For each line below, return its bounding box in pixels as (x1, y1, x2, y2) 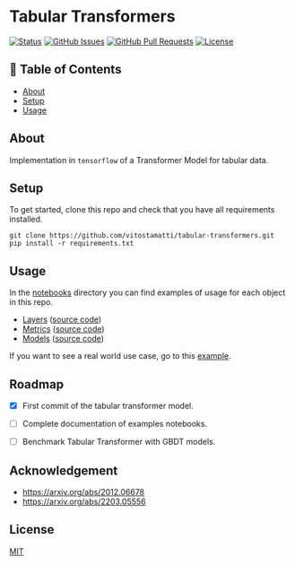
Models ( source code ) (22, 334, 105, 344)
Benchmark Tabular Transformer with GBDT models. (22, 437, 216, 448)
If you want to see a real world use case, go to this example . (9, 351, 231, 361)
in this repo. (9, 297, 54, 308)
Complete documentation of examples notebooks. (22, 419, 208, 430)
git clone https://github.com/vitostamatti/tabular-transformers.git (9, 231, 275, 240)
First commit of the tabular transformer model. (22, 401, 195, 411)
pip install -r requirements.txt (9, 239, 134, 248)
